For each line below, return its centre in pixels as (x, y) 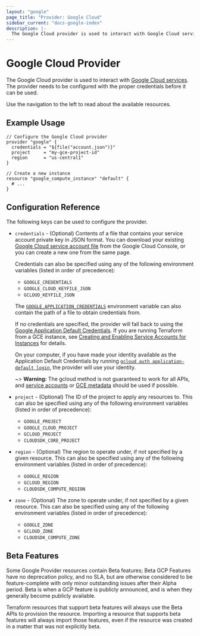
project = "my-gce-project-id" (56, 152)
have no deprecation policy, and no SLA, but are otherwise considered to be (99, 576)
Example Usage (36, 123)
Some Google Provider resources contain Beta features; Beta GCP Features (99, 570)
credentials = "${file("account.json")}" (64, 147)
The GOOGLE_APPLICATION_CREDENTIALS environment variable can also (98, 306)
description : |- (26, 28)
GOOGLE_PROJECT (42, 422)
